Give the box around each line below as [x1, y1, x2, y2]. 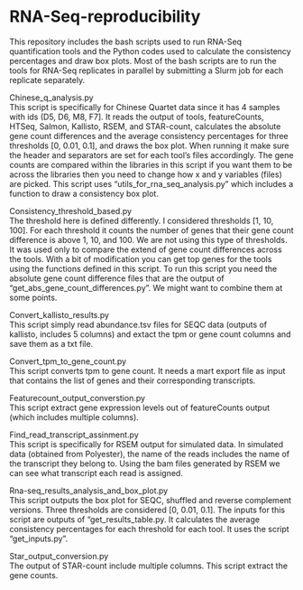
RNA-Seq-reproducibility [9, 6, 201, 27]
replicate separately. [9, 74, 86, 85]
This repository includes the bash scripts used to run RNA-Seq [9, 36, 242, 47]
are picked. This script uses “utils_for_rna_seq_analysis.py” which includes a [9, 178, 294, 189]
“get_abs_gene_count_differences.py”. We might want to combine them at [9, 282, 283, 293]
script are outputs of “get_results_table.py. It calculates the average [9, 513, 260, 525]
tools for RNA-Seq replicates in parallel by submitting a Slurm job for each [9, 65, 284, 76]
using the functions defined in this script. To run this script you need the [9, 263, 278, 274]
